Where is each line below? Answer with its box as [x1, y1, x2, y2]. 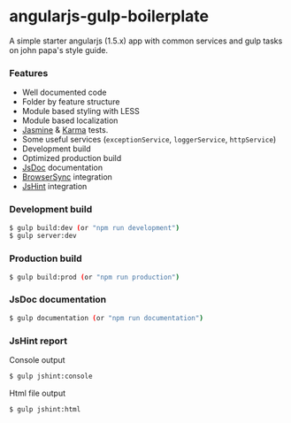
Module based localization [21, 115, 119, 126]
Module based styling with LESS [21, 106, 140, 117]
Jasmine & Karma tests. [21, 125, 109, 135]
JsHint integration [21, 181, 88, 192]
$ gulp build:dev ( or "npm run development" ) [9, 223, 180, 232]
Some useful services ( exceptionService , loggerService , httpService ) [21, 135, 277, 145]
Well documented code [21, 87, 107, 98]
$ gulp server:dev [9, 232, 77, 241]
